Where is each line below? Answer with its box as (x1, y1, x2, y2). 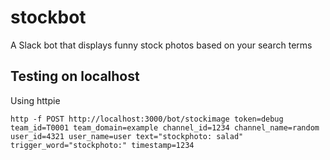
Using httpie (10, 94, 61, 106)
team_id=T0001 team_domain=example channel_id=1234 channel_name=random (10, 122, 320, 133)
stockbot (10, 6, 87, 29)
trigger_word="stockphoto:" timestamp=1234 (10, 140, 195, 150)
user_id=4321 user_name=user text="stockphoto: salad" (10, 131, 244, 141)
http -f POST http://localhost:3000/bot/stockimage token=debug (10, 114, 284, 124)
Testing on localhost (10, 68, 140, 85)
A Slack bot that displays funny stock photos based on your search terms (10, 39, 313, 51)
